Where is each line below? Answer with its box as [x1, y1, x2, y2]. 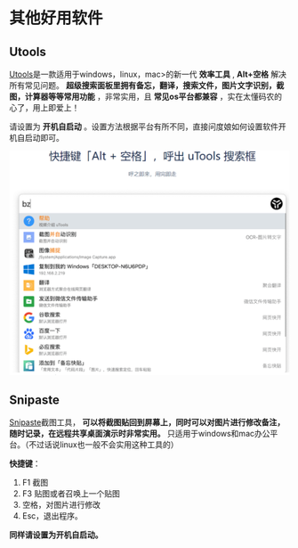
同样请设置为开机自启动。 [9, 529, 103, 540]
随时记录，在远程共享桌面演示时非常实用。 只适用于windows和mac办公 [9, 429, 270, 439]
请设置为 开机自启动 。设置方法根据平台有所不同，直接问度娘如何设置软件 [9, 121, 278, 132]
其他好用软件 [9, 8, 104, 29]
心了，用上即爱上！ [9, 102, 80, 112]
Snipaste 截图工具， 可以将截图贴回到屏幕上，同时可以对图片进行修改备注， [9, 417, 286, 428]
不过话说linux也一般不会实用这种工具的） [28, 439, 179, 450]
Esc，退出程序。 [21, 511, 83, 521]
